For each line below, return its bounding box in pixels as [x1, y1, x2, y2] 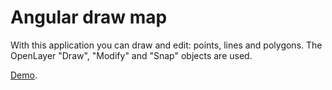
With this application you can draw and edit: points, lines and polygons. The [10, 39, 323, 51]
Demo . [10, 69, 38, 81]
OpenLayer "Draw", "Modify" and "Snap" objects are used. [10, 49, 253, 61]
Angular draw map [10, 6, 168, 29]
